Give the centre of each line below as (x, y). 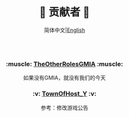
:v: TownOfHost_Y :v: (64, 94)
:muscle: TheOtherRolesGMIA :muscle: (64, 64)
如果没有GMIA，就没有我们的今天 (64, 78)
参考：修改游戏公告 (64, 107)
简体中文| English (64, 30)
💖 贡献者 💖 (64, 12)
